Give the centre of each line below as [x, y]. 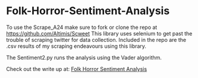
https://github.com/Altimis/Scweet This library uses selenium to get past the [99, 33]
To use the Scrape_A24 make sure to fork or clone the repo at [82, 27]
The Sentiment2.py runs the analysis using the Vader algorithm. [84, 57]
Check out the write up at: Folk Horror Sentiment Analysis [77, 69]
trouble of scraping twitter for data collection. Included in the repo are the [96, 40]
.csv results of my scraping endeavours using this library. [76, 46]
